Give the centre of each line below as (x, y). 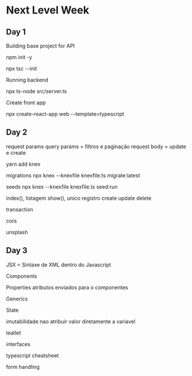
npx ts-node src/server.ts (36, 91)
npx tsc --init (22, 69)
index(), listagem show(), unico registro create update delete (79, 198)
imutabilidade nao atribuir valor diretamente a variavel (71, 321)
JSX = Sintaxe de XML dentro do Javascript (59, 265)
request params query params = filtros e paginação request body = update (96, 146)
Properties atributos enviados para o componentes (67, 287)
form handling (23, 367)
